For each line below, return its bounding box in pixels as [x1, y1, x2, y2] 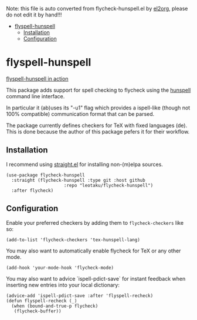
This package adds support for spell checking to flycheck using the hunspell [6, 86, 191, 94]
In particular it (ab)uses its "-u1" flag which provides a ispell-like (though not [6, 104, 191, 111]
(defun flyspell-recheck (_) [6, 298, 77, 304]
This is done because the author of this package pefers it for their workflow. [6, 128, 190, 135]
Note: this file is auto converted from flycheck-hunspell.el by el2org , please [6, 5, 188, 12]
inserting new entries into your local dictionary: [6, 281, 120, 288]
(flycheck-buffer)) [13, 308, 62, 314]
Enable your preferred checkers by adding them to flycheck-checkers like [6, 219, 184, 226]
